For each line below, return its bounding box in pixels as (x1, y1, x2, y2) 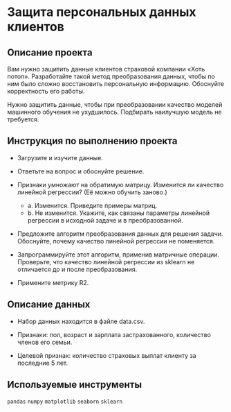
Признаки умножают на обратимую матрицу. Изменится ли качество (17, 180, 224, 189)
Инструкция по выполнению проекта (7, 135, 178, 147)
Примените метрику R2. (17, 278, 89, 286)
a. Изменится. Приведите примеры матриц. (27, 201, 158, 209)
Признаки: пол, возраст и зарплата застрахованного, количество (17, 330, 211, 338)
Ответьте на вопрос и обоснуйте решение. (17, 167, 145, 175)
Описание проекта (7, 46, 93, 58)
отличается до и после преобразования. (17, 265, 138, 273)
